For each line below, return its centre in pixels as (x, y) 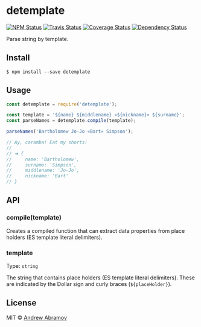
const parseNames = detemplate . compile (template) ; (71, 121)
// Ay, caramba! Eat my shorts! (47, 142)
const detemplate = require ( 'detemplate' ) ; (62, 104)
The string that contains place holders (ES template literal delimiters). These (101, 278)
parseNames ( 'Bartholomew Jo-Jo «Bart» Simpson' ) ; (70, 132)
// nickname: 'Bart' (37, 176)
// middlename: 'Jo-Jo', (43, 170)
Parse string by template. (37, 39)
